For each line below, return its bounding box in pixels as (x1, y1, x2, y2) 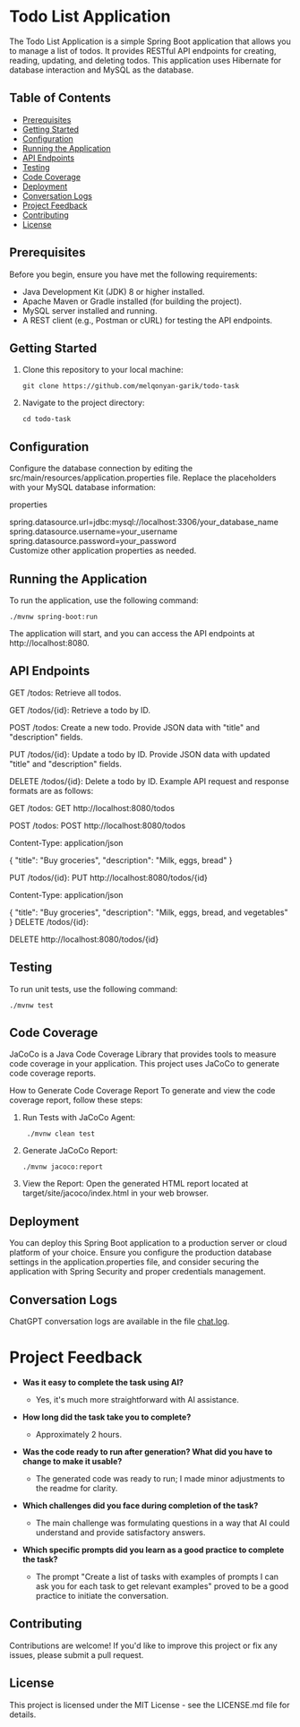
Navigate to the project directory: (21, 397, 145, 409)
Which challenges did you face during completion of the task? (21, 1500, 259, 1511)
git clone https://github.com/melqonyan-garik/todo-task (21, 382, 240, 391)
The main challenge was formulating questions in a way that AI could (35, 1517, 290, 1528)
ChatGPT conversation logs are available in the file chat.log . (9, 1316, 230, 1327)
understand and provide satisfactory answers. (35, 1527, 206, 1538)
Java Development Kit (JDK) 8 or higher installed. (21, 286, 205, 297)
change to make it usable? (21, 1456, 123, 1466)
